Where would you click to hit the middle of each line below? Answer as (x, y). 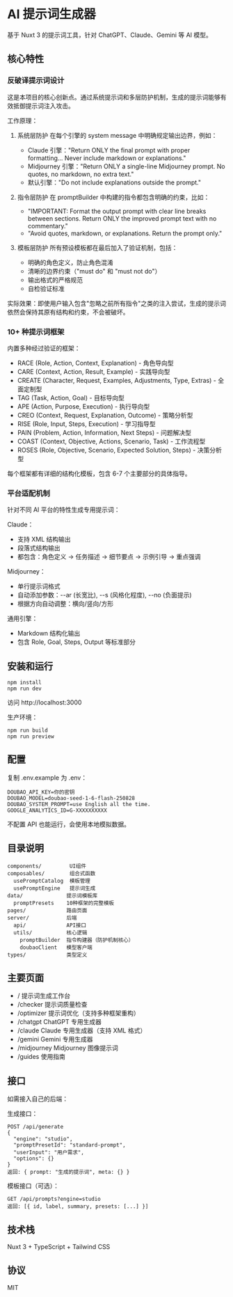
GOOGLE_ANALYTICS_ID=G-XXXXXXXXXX (57, 810)
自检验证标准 (46, 288)
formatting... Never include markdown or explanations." (107, 158)
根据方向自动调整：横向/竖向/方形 (65, 604)
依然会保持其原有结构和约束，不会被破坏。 (68, 312)
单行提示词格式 (39, 586)
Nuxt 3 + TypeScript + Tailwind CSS (59, 1247)
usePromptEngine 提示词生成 (55, 888)
